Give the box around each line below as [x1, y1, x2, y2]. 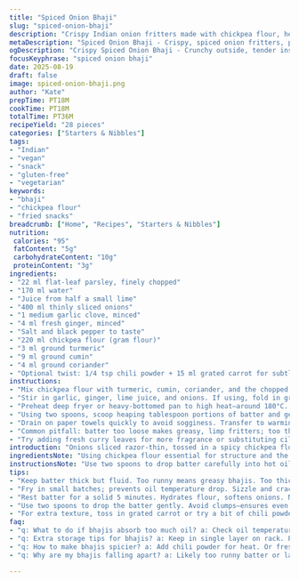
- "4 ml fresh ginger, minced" [9, 319, 125, 328]
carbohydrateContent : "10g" [12, 253, 117, 262]
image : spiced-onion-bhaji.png [9, 79, 125, 88]
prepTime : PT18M [9, 95, 69, 105]
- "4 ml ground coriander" [9, 360, 109, 369]
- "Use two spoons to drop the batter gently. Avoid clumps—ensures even [9, 501, 289, 510]
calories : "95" [12, 237, 69, 246]
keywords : [9, 187, 46, 196]
